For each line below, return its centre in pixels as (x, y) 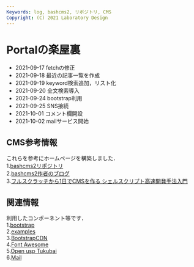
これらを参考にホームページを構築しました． (63, 158)
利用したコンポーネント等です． (47, 218)
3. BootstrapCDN (27, 238)
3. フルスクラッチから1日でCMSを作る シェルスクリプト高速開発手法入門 (97, 181)
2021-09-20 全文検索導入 (47, 91)
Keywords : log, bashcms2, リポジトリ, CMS (59, 12)
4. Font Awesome (28, 244)
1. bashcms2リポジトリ (35, 166)
